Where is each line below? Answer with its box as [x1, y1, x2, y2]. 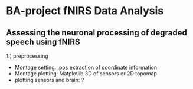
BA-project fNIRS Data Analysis [6, 4, 164, 18]
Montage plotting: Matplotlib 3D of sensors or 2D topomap [14, 70, 158, 77]
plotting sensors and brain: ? [14, 77, 84, 83]
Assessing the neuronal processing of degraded [6, 28, 188, 38]
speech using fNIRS [6, 37, 81, 47]
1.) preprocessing [6, 52, 48, 60]
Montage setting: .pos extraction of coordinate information [14, 64, 158, 71]
